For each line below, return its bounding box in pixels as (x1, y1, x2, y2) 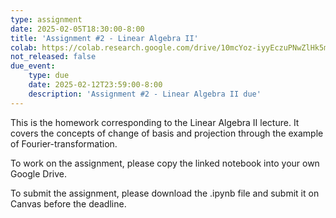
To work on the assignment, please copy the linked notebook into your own (10, 157, 320, 169)
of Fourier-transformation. (10, 137, 118, 150)
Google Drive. (10, 167, 68, 180)
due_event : (10, 61, 56, 71)
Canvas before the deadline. (10, 197, 127, 210)
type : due (28, 71, 70, 81)
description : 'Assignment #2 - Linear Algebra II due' (28, 89, 262, 99)
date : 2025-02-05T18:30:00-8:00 (10, 24, 145, 34)
